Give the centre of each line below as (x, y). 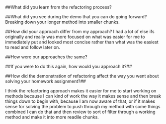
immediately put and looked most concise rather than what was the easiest (82, 42)
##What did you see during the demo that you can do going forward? (76, 17)
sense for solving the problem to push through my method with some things (83, 106)
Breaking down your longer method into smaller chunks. (63, 22)
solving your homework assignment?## (45, 81)
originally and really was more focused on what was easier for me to (75, 37)
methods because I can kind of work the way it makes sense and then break (83, 96)
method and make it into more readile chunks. (52, 117)
